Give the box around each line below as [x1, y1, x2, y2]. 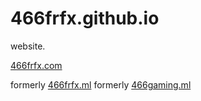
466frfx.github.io [10, 7, 160, 30]
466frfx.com [10, 59, 63, 71]
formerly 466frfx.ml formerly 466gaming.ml [10, 78, 192, 91]
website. [10, 40, 46, 52]
